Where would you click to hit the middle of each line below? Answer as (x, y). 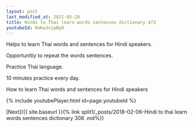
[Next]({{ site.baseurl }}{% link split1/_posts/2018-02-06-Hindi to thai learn (97, 112)
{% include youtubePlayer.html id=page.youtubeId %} (71, 101)
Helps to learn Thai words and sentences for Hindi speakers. (79, 44)
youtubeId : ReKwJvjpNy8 (35, 28)
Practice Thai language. (35, 67)
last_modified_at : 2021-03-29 (43, 17)
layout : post (22, 11)
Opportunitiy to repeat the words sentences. (60, 55)
